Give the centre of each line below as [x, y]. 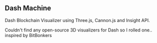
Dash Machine [28, 8]
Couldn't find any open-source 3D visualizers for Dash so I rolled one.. [78, 30]
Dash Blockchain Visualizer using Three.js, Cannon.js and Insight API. [77, 20]
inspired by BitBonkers [28, 35]
